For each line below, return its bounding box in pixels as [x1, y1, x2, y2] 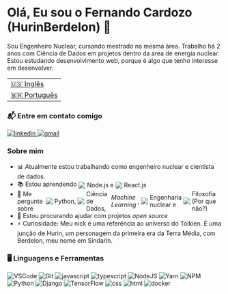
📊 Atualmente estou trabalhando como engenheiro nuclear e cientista [16, 162, 214, 170]
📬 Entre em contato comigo [7, 111, 102, 120]
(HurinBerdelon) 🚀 [7, 19, 111, 35]
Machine [111, 193, 137, 202]
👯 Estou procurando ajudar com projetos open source [16, 211, 169, 219]
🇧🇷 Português [10, 90, 58, 100]
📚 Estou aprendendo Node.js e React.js [16, 180, 147, 189]
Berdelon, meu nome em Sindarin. [16, 236, 113, 244]
